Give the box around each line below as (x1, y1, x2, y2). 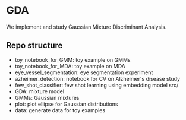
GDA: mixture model (14, 87, 64, 95)
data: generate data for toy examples (14, 106, 106, 113)
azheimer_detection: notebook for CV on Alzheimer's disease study (14, 75, 180, 82)
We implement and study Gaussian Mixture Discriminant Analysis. (6, 23, 167, 30)
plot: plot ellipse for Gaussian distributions (14, 100, 118, 108)
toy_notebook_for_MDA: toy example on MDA (14, 62, 126, 70)
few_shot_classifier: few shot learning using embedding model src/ (14, 81, 179, 89)
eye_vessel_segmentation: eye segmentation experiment (14, 69, 153, 76)
